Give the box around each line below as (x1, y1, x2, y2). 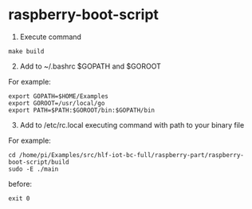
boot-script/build (8, 158, 69, 166)
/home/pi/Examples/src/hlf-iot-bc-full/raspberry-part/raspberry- (18, 151, 245, 159)
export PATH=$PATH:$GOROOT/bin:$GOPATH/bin (8, 106, 156, 114)
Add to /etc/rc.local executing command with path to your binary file (19, 120, 245, 129)
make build (8, 47, 45, 55)
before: (8, 179, 33, 188)
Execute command (19, 32, 82, 41)
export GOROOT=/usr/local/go (8, 99, 105, 107)
